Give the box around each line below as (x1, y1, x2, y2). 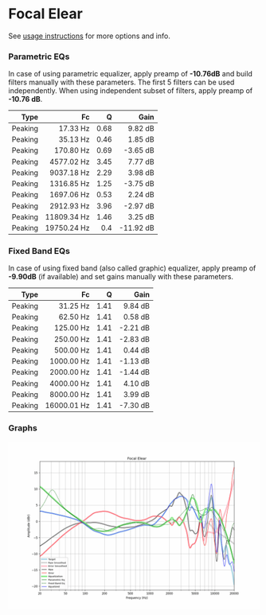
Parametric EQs (8, 51, 70, 62)
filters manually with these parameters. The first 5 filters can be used (8, 77, 235, 88)
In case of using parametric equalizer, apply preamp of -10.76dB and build (8, 69, 253, 79)
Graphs (8, 422, 37, 434)
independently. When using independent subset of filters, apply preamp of (8, 86, 253, 95)
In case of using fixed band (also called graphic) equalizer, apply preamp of (8, 263, 256, 273)
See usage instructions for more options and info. (8, 31, 171, 41)
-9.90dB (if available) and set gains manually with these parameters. (8, 272, 233, 282)
